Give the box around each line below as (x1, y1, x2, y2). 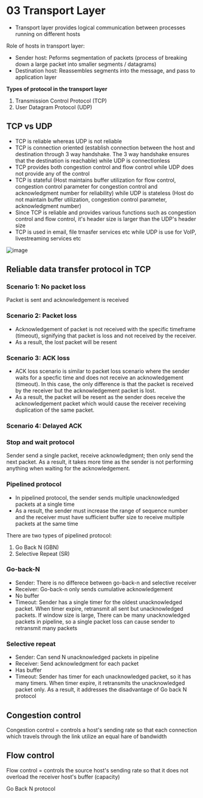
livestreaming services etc (15, 234, 81, 242)
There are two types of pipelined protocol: (6, 531, 112, 539)
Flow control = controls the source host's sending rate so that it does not (6, 766, 188, 774)
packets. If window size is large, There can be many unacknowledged (15, 611, 190, 619)
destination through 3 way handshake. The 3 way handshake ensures (15, 150, 190, 157)
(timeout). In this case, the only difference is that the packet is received (15, 381, 194, 388)
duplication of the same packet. (15, 406, 95, 414)
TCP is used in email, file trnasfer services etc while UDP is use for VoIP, (15, 228, 196, 235)
